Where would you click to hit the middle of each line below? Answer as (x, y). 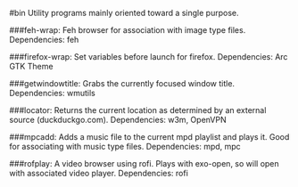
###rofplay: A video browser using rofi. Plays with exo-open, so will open (144, 163)
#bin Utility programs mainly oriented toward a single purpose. (124, 13)
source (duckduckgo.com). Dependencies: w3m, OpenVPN (118, 120)
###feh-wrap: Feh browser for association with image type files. (128, 30)
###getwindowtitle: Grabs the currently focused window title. (122, 83)
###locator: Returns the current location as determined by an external (138, 110)
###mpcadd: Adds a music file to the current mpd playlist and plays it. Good (149, 137)
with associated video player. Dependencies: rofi (99, 173)
